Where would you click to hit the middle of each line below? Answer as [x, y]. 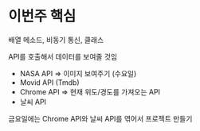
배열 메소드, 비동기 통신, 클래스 [56, 40]
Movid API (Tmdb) [49, 82]
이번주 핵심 [42, 16]
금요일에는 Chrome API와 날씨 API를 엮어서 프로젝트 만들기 [100, 118]
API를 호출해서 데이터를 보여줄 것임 [63, 56]
